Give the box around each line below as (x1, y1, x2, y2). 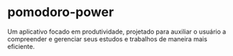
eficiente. (7, 42, 36, 50)
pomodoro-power (7, 4, 114, 20)
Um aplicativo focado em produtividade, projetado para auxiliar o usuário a (7, 27, 227, 36)
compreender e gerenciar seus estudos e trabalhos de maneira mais (7, 34, 207, 43)
